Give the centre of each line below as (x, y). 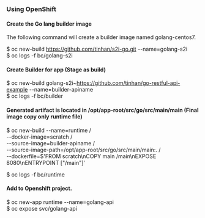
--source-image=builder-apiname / (50, 143)
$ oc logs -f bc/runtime (36, 174)
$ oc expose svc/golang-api (42, 208)
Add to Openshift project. (39, 189)
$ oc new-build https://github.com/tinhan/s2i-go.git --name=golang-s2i (97, 49)
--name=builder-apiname (61, 90)
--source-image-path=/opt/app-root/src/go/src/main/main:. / (84, 150)
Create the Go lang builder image (49, 24)
